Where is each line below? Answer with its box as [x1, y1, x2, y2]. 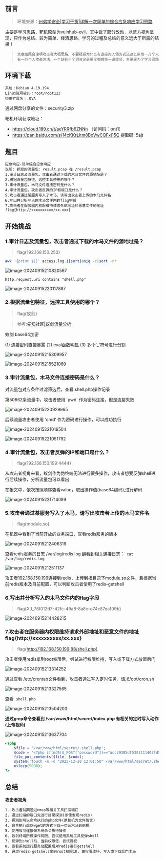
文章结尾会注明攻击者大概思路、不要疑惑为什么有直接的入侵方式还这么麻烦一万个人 [17, 52, 159, 57]
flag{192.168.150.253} [17, 250, 61, 255]
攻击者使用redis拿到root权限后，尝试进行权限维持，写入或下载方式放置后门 [5, 656, 156, 662]
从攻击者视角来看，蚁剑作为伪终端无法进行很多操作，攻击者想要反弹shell [5, 470, 151, 476]
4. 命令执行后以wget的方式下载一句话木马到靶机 [5, 823, 90, 828]
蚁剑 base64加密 [5, 332, 39, 337]
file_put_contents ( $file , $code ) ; [14, 754, 84, 759]
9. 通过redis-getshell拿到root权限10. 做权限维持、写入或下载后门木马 [5, 849, 136, 854]
